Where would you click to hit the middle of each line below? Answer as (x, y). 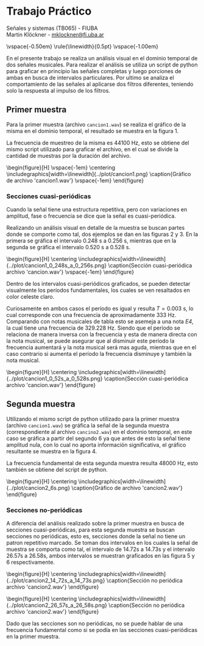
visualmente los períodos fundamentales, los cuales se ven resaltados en (98, 290)
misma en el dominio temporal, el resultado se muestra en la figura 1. (93, 131)
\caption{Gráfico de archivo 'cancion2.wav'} (127, 488)
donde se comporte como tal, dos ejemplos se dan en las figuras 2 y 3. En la (102, 234)
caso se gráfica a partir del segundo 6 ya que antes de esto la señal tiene (98, 438)
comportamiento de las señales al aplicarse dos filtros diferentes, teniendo (100, 84)
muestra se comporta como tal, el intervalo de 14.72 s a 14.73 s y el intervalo (100, 549)
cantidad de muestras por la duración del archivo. (69, 155)
